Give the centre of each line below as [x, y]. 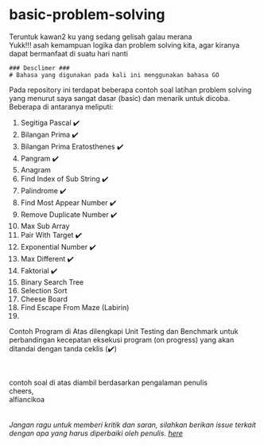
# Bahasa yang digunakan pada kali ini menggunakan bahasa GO [114, 75]
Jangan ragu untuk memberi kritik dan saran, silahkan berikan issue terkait [133, 425]
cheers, [21, 390]
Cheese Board [44, 299]
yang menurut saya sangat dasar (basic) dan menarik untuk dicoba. [120, 98]
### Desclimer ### [39, 68]
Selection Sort [44, 290]
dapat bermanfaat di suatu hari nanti [68, 53]
